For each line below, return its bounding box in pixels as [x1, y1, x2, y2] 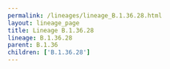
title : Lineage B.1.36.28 [7, 26, 94, 34]
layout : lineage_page [7, 19, 80, 27]
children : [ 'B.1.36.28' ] [7, 48, 91, 56]
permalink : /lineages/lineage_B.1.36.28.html [7, 11, 162, 20]
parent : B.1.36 [7, 41, 59, 49]
